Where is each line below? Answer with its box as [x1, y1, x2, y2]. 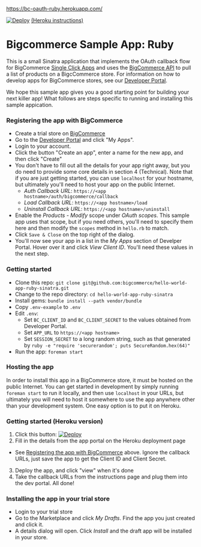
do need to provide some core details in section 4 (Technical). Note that [14, 168, 193, 176]
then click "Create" [14, 156, 62, 163]
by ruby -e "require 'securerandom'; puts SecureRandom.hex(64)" [23, 341, 191, 349]
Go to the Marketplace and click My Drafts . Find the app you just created [14, 515, 195, 522]
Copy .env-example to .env [14, 303, 81, 310]
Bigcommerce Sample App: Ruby [6, 38, 174, 52]
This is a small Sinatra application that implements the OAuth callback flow [6, 57, 190, 65]
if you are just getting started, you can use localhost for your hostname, [14, 174, 194, 182]
